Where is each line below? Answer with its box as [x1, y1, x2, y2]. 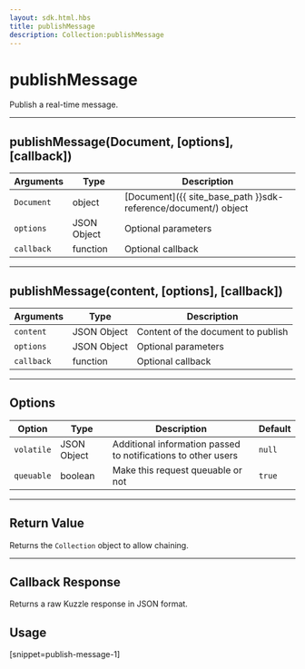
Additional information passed [112, 438, 241, 450]
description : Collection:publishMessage [9, 30, 165, 39]
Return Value [9, 516, 84, 531]
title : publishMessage [9, 22, 95, 31]
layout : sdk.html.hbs [9, 13, 92, 23]
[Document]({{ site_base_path [123, 191, 253, 203]
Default [258, 422, 291, 435]
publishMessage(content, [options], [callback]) [9, 283, 283, 299]
